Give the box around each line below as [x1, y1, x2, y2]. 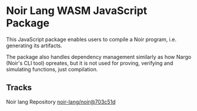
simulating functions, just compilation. [6, 65, 98, 72]
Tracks [6, 83, 32, 93]
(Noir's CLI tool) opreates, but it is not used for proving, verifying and [6, 60, 173, 67]
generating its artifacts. [6, 42, 63, 49]
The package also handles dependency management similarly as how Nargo [6, 53, 192, 60]
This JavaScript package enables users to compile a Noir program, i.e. [6, 36, 176, 43]
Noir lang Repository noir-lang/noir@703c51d [6, 98, 116, 105]
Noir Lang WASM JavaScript [6, 4, 148, 18]
